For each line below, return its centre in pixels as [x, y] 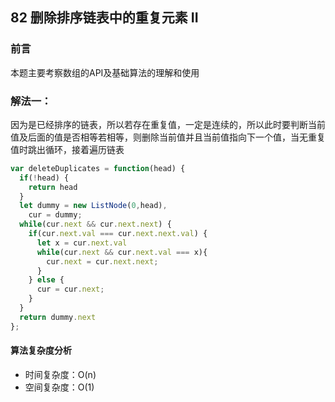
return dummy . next [58, 317]
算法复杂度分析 [41, 350]
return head [53, 187]
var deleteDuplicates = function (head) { [98, 168]
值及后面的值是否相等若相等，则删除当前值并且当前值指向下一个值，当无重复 [168, 137]
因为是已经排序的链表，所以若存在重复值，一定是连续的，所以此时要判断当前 [168, 124]
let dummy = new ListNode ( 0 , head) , [93, 206]
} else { [46, 280]
